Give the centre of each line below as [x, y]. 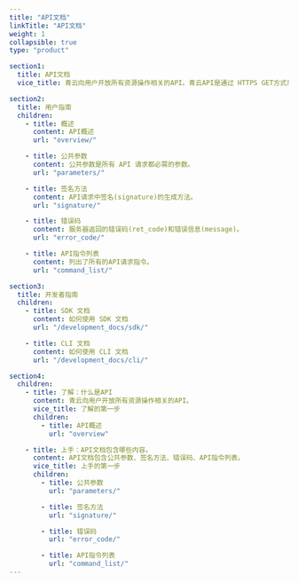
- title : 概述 [50, 124]
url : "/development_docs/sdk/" [90, 327]
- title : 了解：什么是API [69, 393]
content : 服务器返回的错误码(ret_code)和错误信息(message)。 [138, 230]
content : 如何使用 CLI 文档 [80, 351]
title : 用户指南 [45, 107]
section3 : [27, 286]
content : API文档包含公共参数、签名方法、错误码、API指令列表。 [138, 458]
